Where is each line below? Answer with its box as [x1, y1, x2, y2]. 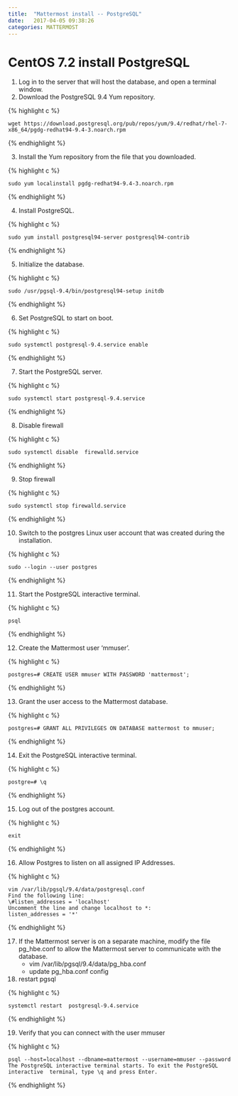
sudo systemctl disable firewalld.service [8, 449, 139, 456]
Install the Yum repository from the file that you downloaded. [18, 153, 196, 161]
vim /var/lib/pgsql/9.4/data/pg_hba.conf [28, 960, 146, 968]
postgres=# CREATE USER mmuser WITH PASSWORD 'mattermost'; [8, 671, 190, 678]
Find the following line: [8, 892, 85, 899]
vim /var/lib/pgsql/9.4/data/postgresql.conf [8, 886, 145, 894]
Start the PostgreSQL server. [18, 367, 102, 376]
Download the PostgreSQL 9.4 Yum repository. [18, 93, 156, 102]
